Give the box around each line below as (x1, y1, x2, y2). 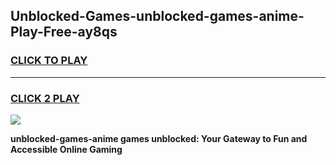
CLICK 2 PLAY (10, 91, 80, 105)
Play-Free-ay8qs (10, 24, 118, 41)
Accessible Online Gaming (10, 143, 123, 155)
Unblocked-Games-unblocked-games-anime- (10, 8, 305, 25)
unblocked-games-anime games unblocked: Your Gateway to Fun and (10, 132, 308, 144)
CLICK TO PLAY (10, 54, 88, 68)
